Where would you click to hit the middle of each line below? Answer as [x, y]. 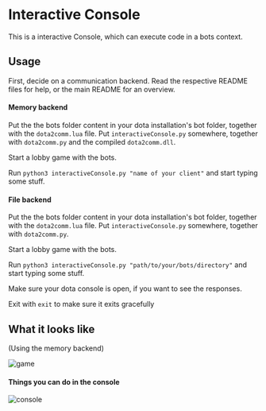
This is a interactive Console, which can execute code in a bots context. [126, 37]
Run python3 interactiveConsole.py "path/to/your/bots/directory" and [128, 265]
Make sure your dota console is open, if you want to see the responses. [125, 289]
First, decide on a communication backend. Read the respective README [128, 80]
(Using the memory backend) [56, 348]
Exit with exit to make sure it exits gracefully [81, 304]
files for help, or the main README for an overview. [92, 89]
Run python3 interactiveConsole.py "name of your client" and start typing [133, 173]
